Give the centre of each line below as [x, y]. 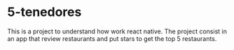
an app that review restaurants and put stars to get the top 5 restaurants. [112, 38]
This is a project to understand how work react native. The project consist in [117, 31]
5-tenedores [44, 12]
